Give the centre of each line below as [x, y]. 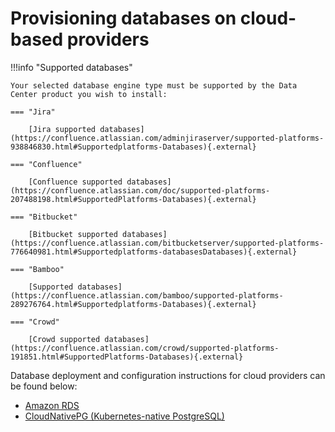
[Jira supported [62, 129]
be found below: [44, 386]
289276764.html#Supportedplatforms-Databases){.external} [133, 304]
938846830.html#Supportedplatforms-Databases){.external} [133, 147]
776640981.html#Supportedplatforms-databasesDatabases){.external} [154, 252]
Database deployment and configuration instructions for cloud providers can [168, 375]
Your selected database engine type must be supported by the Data [154, 85]
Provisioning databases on [123, 18]
